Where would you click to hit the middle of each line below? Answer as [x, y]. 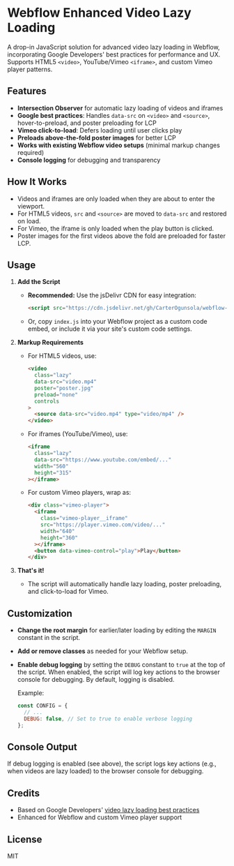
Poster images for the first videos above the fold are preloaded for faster [122, 236]
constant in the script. [49, 638]
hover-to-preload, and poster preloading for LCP [87, 123]
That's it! [31, 571]
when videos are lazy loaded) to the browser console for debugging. [106, 771]
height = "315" [53, 472]
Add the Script [39, 282]
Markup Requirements [50, 343]
